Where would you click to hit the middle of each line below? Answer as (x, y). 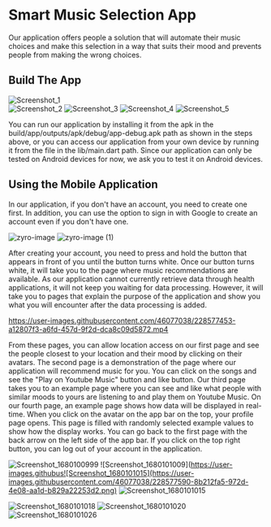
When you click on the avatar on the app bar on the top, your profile (140, 414)
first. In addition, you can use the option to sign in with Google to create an (133, 212)
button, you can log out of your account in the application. (105, 448)
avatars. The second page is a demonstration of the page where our (123, 362)
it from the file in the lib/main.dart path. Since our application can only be (131, 150)
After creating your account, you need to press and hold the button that (128, 253)
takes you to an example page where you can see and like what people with (135, 388)
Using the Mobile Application (83, 185)
